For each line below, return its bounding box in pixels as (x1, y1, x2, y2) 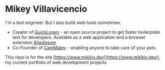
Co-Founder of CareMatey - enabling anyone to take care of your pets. (12, 45, 157, 50)
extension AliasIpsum (12, 39, 56, 45)
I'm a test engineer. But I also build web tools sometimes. (5, 20, 121, 25)
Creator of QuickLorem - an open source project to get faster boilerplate (12, 29, 160, 35)
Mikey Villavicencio (5, 3, 88, 15)
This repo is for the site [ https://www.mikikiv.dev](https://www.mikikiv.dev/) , (5, 54, 161, 60)
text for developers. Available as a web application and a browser (12, 34, 146, 40)
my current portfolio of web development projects (5, 59, 107, 65)
